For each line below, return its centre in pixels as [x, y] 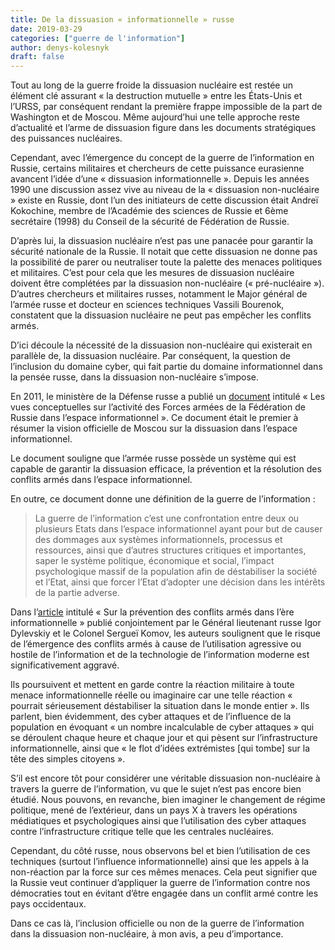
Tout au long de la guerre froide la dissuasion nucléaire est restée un [151, 85]
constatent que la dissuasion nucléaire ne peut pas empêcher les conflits [161, 315]
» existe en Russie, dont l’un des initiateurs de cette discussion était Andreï [164, 200]
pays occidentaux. [48, 904]
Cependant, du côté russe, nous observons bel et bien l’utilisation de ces [160, 851]
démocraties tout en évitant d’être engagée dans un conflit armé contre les [164, 893]
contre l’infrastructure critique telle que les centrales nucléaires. [142, 832]
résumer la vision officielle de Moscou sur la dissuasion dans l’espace [154, 428]
